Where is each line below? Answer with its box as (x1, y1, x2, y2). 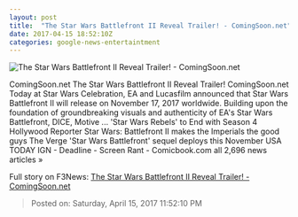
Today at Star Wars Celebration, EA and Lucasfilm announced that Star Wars (9, 89, 289, 99)
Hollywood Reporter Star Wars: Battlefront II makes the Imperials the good (9, 126, 280, 137)
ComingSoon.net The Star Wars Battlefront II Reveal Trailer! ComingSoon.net (9, 79, 289, 89)
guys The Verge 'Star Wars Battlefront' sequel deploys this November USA (9, 136, 282, 146)
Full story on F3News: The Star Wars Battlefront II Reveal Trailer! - (9, 172, 250, 182)
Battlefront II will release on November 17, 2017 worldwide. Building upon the (9, 98, 288, 109)
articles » (9, 154, 43, 165)
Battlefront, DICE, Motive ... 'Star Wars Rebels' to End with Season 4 (9, 117, 258, 128)
